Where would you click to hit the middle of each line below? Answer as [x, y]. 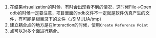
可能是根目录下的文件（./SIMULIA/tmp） [63, 19]
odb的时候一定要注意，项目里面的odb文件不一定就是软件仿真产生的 [78, 13]
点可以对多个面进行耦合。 [35, 31]
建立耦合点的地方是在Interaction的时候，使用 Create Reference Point [79, 25]
